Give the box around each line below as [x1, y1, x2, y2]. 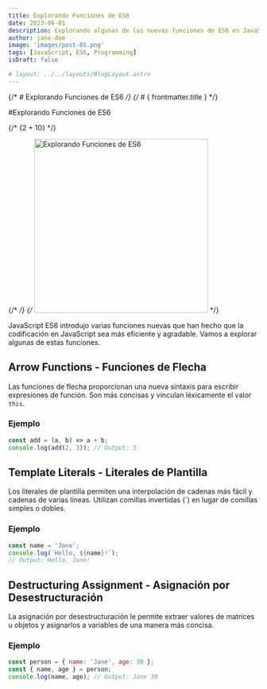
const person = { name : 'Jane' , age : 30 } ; [8, 658, 155, 666]
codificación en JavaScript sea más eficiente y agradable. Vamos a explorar [8, 329, 257, 339]
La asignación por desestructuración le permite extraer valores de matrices [8, 612, 255, 621]
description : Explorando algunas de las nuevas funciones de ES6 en [8, 26, 240, 34]
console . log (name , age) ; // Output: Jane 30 [8, 673, 158, 681]
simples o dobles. [8, 504, 66, 513]
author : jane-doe [8, 33, 66, 42]
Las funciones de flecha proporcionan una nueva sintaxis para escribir [8, 381, 239, 391]
